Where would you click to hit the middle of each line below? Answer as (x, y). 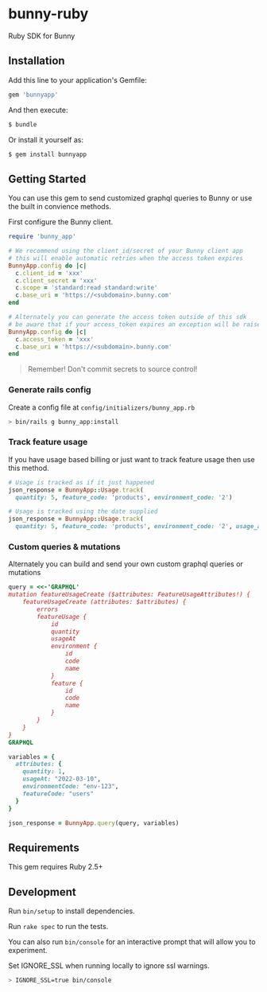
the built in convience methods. (60, 207)
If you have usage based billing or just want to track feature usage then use (132, 459)
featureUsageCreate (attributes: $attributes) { (104, 602)
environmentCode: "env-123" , (71, 787)
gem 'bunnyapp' (33, 95)
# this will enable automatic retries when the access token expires (126, 258)
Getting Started (47, 179)
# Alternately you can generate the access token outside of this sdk (128, 317)
